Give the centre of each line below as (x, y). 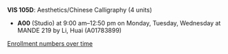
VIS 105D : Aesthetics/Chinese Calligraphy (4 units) (79, 10)
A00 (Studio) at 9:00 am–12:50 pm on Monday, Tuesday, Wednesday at (119, 23)
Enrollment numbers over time (50, 43)
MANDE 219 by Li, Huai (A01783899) (69, 30)
